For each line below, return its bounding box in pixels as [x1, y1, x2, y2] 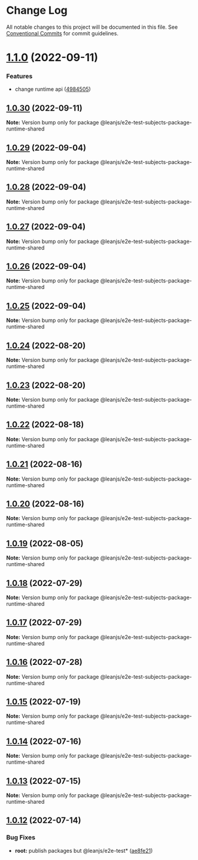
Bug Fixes [6, 833, 36, 841]
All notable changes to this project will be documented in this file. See [6, 23, 178, 31]
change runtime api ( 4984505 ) [14, 86, 91, 93]
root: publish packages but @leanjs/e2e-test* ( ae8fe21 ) [14, 847, 153, 854]
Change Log [6, 4, 68, 17]
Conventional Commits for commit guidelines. [6, 29, 118, 37]
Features [6, 72, 33, 81]
